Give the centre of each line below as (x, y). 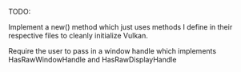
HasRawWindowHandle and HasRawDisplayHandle (92, 60)
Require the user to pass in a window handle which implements (112, 51)
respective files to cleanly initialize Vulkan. (78, 36)
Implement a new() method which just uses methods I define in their (120, 27)
